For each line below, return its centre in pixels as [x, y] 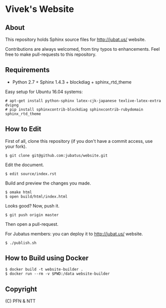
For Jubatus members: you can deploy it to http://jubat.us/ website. [74, 234]
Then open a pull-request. [32, 224]
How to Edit [23, 129]
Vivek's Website [40, 9]
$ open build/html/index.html [37, 197]
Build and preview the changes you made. [48, 183]
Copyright [21, 289]
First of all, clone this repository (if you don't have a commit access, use [79, 141]
